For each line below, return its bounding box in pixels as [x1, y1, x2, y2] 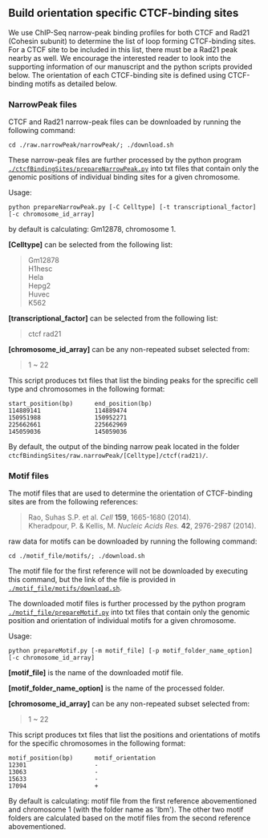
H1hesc [27, 264, 53, 273]
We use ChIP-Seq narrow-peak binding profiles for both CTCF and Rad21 [8, 27, 250, 37]
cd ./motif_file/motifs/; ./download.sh [8, 553, 146, 561]
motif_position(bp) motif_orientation [8, 754, 156, 763]
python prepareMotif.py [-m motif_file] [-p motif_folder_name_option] [8, 647, 253, 655]
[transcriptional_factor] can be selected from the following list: [8, 314, 218, 323]
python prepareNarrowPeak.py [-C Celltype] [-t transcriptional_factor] [8, 204, 257, 212]
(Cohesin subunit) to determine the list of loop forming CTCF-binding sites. [8, 36, 257, 46]
